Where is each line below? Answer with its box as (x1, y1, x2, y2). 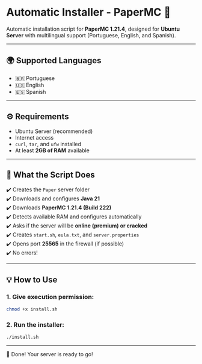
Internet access (14, 134, 54, 141)
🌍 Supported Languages (6, 55, 102, 66)
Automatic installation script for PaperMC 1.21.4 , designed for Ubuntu (6, 25, 180, 32)
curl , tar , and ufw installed (14, 140, 82, 147)
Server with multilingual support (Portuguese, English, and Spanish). (6, 31, 176, 39)
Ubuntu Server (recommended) (14, 128, 93, 135)
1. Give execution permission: (6, 292, 94, 301)
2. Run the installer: (6, 320, 65, 329)
